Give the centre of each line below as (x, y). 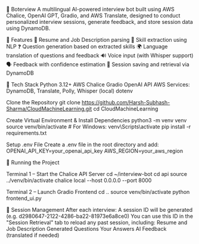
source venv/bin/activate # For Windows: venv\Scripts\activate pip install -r (99, 126)
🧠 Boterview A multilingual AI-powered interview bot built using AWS (90, 9)
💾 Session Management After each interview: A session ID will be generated (99, 210)
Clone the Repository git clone (43, 102)
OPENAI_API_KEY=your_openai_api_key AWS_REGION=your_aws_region (95, 151)
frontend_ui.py (24, 198)
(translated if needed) (33, 235)
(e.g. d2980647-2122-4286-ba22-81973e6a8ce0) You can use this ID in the (100, 216)
